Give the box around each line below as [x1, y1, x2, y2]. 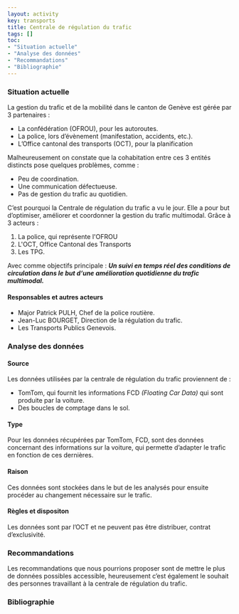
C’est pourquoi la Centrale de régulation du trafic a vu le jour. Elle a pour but [7, 203, 230, 212]
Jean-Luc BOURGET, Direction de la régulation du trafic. [17, 316, 183, 324]
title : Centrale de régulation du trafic [7, 23, 132, 31]
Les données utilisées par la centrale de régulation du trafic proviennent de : [7, 375, 231, 383]
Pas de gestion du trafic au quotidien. [17, 189, 128, 198]
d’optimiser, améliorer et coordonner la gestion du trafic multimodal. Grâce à [7, 211, 231, 219]
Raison [7, 467, 28, 476]
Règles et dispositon [7, 507, 70, 516]
